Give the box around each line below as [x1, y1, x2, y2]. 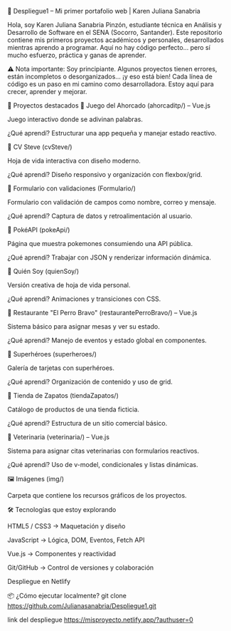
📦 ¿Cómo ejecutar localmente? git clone [7, 592, 127, 600]
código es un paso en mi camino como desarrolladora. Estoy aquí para [7, 80, 215, 88]
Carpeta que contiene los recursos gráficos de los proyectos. [7, 491, 187, 499]
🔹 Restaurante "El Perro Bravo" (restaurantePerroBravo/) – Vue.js [7, 309, 198, 317]
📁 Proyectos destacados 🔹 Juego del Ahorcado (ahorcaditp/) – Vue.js [7, 101, 211, 110]
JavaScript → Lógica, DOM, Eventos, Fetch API [7, 535, 145, 544]
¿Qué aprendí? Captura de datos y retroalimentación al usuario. [7, 212, 193, 220]
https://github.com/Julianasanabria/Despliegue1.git [7, 602, 156, 610]
